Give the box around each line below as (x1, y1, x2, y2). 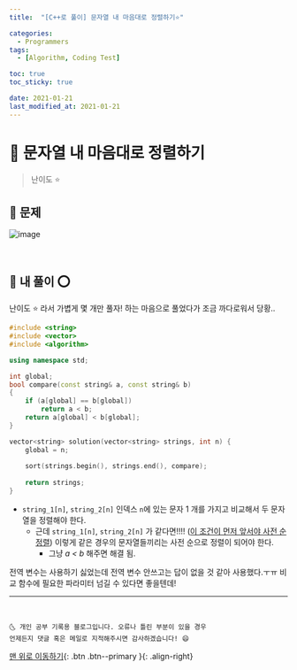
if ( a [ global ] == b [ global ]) (25, 397, 133, 405)
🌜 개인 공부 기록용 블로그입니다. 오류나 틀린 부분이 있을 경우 (9, 622, 207, 631)
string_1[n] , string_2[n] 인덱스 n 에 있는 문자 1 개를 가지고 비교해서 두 (21, 504, 270, 514)
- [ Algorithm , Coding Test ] (17, 54, 121, 63)
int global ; (9, 372, 53, 381)
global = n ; (25, 445, 69, 454)
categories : (9, 28, 53, 38)
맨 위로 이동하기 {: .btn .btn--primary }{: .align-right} (9, 651, 194, 661)
